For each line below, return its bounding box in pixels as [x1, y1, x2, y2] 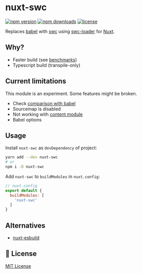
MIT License [5, 263, 32, 269]
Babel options [12, 116, 42, 122]
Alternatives [5, 221, 46, 230]
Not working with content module [12, 111, 83, 117]
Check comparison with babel [12, 100, 76, 106]
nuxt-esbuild [12, 235, 40, 241]
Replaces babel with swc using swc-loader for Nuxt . [5, 28, 115, 34]
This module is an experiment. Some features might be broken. [5, 90, 137, 96]
